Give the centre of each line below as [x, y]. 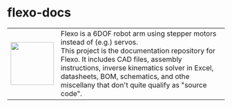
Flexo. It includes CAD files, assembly [122, 59]
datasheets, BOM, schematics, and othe [125, 76]
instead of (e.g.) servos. [99, 42]
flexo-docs [39, 13]
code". [72, 93]
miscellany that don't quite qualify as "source [134, 85]
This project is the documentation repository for [138, 51]
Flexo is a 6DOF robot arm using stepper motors [139, 34]
